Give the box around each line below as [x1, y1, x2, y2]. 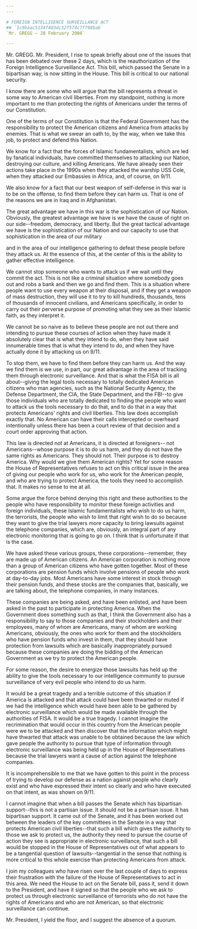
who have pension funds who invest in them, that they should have [6, 636, 168, 643]
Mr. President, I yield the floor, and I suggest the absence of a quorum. [6, 917, 177, 924]
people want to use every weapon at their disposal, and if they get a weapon [6, 287, 191, 294]
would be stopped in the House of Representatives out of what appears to [6, 844, 185, 851]
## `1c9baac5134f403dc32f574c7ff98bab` [6, 25, 104, 31]
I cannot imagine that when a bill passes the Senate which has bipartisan [6, 800, 182, 807]
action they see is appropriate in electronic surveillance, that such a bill [6, 837, 178, 844]
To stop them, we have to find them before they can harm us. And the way [6, 359, 186, 367]
